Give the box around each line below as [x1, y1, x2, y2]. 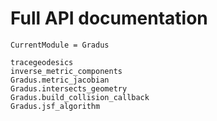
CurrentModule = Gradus [10, 40, 110, 50]
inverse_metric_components [10, 66, 123, 76]
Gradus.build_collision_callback [10, 92, 150, 102]
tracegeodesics [10, 57, 74, 67]
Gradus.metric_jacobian [10, 75, 110, 85]
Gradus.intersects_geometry [10, 83, 128, 94]
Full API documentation [10, 7, 208, 30]
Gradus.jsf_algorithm [10, 101, 101, 111]
